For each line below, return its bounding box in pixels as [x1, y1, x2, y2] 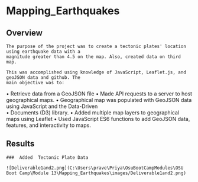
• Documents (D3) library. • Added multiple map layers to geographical [6, 109, 179, 116]
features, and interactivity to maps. [6, 122, 92, 129]
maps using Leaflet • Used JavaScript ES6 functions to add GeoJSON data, [6, 116, 190, 122]
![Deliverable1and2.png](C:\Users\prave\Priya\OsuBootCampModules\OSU [6, 165, 184, 171]
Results [6, 139, 35, 149]
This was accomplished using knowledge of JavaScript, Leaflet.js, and [6, 69, 186, 75]
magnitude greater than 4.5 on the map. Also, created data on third [6, 54, 181, 60]
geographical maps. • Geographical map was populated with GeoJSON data [6, 97, 192, 103]
